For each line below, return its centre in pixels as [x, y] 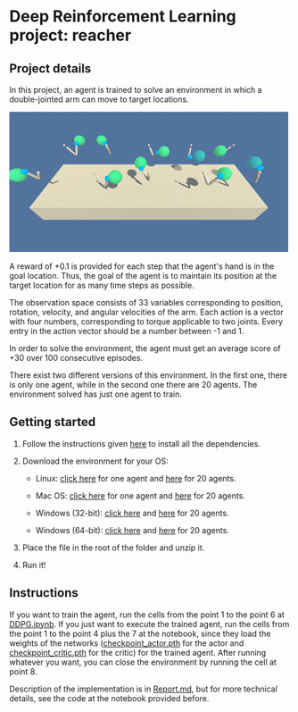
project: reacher [70, 35]
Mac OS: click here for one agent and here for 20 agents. [140, 495]
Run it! [34, 565]
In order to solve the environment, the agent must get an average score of [145, 348]
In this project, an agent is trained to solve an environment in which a [136, 90]
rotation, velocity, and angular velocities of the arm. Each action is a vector [146, 312]
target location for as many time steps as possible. [102, 285]
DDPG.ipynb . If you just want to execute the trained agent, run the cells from [149, 624]
